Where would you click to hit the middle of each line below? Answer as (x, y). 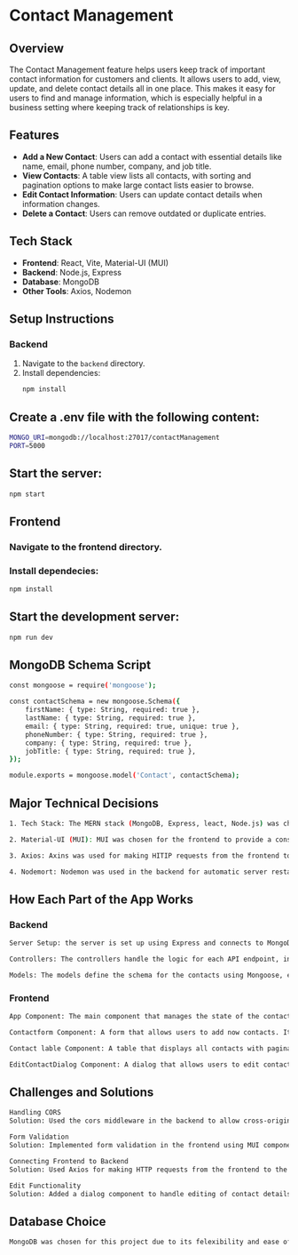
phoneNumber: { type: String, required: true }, (117, 734)
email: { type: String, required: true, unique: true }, (133, 726)
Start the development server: (94, 617)
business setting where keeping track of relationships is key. (120, 107)
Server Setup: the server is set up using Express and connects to (137, 943)
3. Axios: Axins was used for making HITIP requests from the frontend (144, 855)
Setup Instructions (62, 320)
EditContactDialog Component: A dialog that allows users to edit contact (150, 1064)
